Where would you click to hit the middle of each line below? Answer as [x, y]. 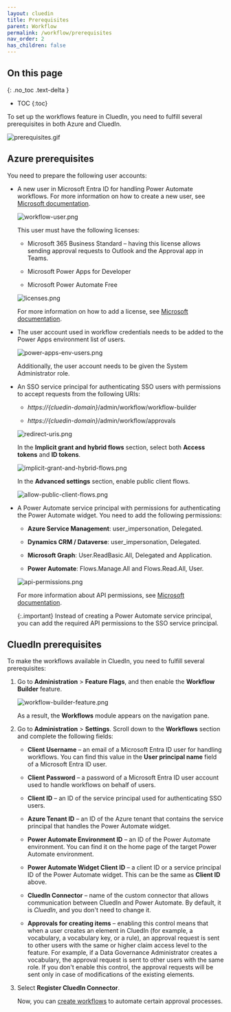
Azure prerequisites [51, 159]
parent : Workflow [32, 26]
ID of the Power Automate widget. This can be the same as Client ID [124, 875]
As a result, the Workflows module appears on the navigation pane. [113, 715]
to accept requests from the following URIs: [79, 394]
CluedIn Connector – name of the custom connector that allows [118, 896]
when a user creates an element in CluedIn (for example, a [110, 931]
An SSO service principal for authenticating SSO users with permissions [119, 387]
